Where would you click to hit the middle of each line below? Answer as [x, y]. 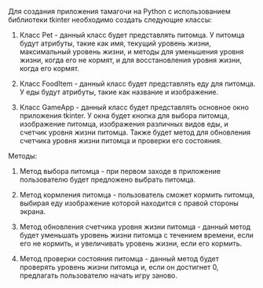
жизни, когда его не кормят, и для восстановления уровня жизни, [130, 60]
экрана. [33, 211]
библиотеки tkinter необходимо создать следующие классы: [110, 20]
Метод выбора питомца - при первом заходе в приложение [120, 171]
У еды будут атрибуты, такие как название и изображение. [119, 92]
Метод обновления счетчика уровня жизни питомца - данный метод [135, 227]
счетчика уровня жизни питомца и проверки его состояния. [121, 140]
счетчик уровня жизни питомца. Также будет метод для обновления [135, 132]
